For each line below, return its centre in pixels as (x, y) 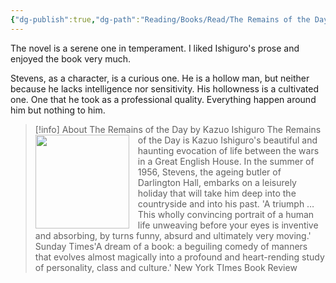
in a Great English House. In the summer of (226, 161)
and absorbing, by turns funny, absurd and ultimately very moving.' (173, 235)
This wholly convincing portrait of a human (226, 214)
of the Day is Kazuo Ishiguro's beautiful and (227, 140)
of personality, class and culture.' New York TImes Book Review (166, 267)
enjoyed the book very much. (71, 58)
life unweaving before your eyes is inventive (228, 225)
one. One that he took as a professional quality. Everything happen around (163, 99)
